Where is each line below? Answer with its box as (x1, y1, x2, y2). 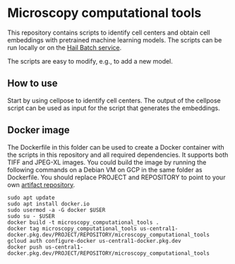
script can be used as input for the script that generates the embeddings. (7, 104, 220, 112)
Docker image (7, 124, 70, 136)
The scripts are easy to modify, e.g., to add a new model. (7, 56, 173, 65)
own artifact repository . (7, 180, 76, 188)
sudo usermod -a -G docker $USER (7, 206, 106, 213)
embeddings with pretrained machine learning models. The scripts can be (7, 35, 222, 44)
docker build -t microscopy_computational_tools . (7, 219, 159, 226)
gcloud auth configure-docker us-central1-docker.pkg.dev (7, 237, 181, 244)
